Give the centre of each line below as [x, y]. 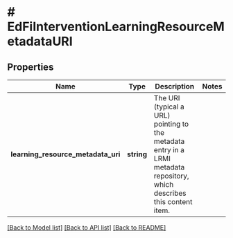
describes [170, 193]
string [137, 154]
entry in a [169, 150]
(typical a [169, 107]
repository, [171, 176]
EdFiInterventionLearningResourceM [116, 27]
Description [175, 86]
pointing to [171, 124]
